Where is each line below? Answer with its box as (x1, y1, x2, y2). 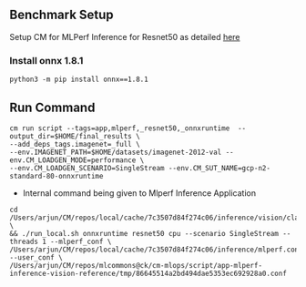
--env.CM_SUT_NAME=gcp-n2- (168, 163, 271, 172)
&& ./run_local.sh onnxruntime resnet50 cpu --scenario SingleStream (9, 229, 280, 238)
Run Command (9, 99, 96, 115)
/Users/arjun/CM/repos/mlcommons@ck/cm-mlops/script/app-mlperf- (9, 261, 262, 270)
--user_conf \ (9, 252, 64, 262)
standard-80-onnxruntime (9, 171, 104, 180)
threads (9, 237, 39, 246)
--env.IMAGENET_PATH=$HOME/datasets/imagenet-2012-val (9, 148, 222, 157)
